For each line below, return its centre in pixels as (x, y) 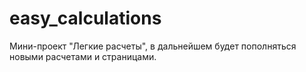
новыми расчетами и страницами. (83, 56)
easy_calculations (85, 18)
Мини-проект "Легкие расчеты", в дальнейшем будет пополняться (153, 46)
